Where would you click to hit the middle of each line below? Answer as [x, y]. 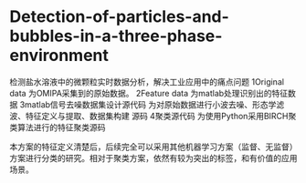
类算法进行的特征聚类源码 [58, 127]
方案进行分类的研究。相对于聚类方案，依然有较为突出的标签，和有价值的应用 [153, 158]
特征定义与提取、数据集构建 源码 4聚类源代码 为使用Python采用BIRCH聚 [161, 116]
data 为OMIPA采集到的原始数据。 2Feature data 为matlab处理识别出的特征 [149, 93]
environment [59, 56]
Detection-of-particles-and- [120, 17]
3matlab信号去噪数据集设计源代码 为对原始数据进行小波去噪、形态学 [148, 104]
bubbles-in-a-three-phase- [116, 36]
